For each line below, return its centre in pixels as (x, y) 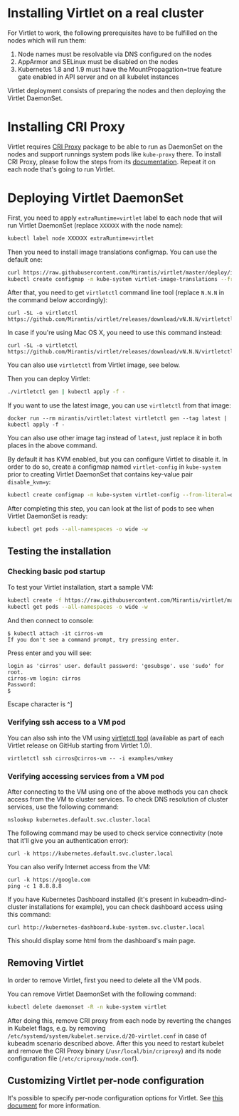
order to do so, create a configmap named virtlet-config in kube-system (115, 467)
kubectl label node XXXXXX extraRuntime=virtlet (81, 238)
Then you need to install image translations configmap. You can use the (112, 252)
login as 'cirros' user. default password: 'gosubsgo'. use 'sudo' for (116, 666)
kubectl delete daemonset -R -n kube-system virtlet (87, 1007)
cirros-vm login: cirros (44, 678)
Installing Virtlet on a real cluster (106, 13)
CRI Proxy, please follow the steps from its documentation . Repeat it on (111, 161)
